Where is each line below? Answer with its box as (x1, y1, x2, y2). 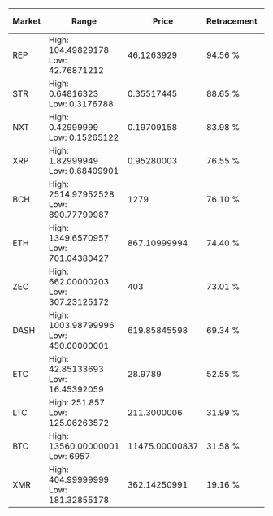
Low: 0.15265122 (48, 132, 119, 143)
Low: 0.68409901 (48, 166, 119, 176)
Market (12, 15, 41, 27)
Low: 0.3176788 (48, 98, 114, 109)
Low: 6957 (48, 451, 91, 462)
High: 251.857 (48, 397, 106, 408)
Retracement (206, 15, 258, 27)
